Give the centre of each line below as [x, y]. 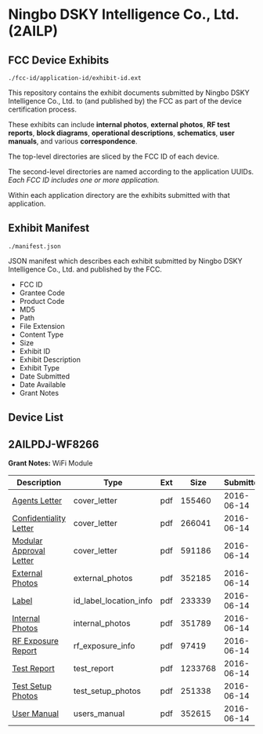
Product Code [42, 301]
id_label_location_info [113, 601]
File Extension [42, 326]
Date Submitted [45, 376]
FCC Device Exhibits [59, 60]
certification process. [42, 109]
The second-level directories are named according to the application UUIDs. [131, 172]
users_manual [99, 714]
